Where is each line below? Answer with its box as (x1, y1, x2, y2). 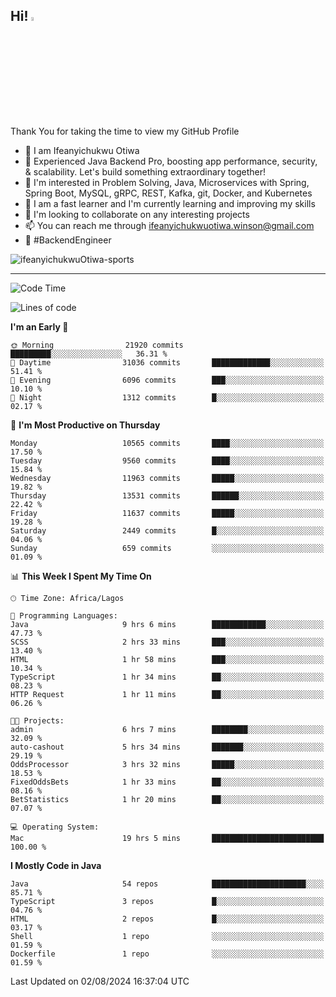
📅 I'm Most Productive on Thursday (10, 419, 161, 431)
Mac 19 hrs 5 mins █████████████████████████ (10, 833, 325, 843)
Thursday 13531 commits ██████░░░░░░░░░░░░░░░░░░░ (10, 490, 325, 501)
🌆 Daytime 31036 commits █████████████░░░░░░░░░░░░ (10, 357, 325, 368)
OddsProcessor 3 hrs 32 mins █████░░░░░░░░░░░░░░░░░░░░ (10, 759, 325, 769)
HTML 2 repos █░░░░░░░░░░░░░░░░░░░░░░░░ (10, 914, 325, 924)
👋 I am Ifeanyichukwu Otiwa (24, 144, 140, 156)
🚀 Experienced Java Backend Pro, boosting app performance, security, (24, 155, 318, 167)
